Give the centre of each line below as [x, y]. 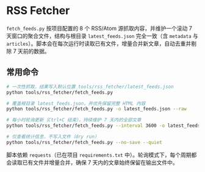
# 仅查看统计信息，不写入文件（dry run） [53, 137]
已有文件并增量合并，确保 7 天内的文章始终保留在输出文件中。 [100, 162]
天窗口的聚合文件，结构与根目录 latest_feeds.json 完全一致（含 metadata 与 [102, 36]
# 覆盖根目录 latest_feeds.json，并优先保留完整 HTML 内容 [76, 103]
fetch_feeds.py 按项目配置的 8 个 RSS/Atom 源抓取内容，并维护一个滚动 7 [99, 28]
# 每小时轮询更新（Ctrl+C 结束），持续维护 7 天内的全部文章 [74, 120]
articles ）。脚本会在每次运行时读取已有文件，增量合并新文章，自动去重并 [99, 43]
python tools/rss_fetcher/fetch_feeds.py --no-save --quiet [85, 142]
